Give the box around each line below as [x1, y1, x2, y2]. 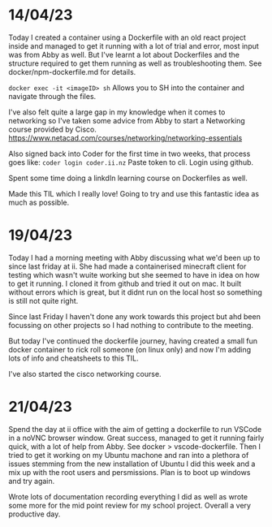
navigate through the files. [8, 91, 97, 101]
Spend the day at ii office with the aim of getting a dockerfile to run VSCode [8, 424, 262, 434]
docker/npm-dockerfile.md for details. [8, 67, 136, 76]
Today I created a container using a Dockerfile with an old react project [8, 32, 246, 42]
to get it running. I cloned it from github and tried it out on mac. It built [8, 279, 242, 288]
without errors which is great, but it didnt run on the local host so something [8, 287, 262, 297]
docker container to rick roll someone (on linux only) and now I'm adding [8, 344, 252, 354]
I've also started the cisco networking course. [8, 369, 162, 378]
